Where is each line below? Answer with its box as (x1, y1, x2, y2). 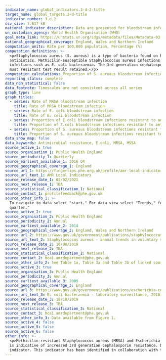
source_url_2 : (5, 232, 35, 237)
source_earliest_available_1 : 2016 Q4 (5, 159, 85, 164)
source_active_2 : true (5, 210, 52, 215)
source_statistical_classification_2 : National (5, 251, 105, 256)
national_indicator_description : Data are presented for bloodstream (5, 26, 152, 31)
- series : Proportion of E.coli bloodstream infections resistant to (9, 117, 156, 123)
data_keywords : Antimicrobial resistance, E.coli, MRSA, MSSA (5, 140, 136, 146)
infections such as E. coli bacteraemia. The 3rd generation (9, 62, 138, 67)
